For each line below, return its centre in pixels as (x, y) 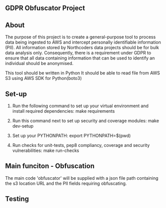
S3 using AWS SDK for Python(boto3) (44, 78)
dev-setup (23, 126)
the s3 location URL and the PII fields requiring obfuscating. (66, 183)
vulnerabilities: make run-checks (46, 150)
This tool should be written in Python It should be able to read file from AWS (83, 73)
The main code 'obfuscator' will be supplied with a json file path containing (82, 178)
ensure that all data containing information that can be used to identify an (80, 58)
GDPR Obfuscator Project (45, 8)
